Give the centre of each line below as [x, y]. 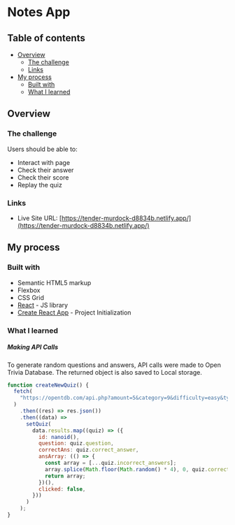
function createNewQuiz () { [48, 385]
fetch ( [23, 391]
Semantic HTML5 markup [54, 282]
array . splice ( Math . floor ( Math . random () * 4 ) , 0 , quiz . [126, 469]
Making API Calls [33, 347]
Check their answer [45, 170]
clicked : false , [62, 489]
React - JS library [43, 305]
